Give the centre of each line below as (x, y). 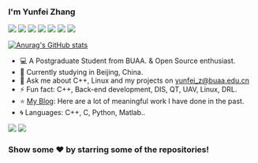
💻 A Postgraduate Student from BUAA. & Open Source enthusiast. (127, 61)
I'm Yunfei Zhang (42, 12)
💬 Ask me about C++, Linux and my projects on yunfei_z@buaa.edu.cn (135, 80)
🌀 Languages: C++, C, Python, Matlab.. (82, 113)
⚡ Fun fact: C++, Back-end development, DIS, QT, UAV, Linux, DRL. (128, 90)
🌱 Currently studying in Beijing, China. (81, 72)
